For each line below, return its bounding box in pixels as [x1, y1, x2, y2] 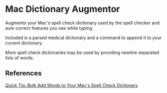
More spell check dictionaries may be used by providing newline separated [5, 49, 160, 55]
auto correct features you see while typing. [5, 25, 94, 31]
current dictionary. [5, 40, 43, 46]
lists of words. [5, 54, 34, 60]
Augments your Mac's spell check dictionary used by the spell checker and [5, 20, 160, 26]
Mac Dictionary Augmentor [5, 3, 121, 15]
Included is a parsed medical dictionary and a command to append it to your [5, 35, 162, 41]
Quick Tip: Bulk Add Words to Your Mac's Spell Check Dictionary [5, 82, 138, 88]
